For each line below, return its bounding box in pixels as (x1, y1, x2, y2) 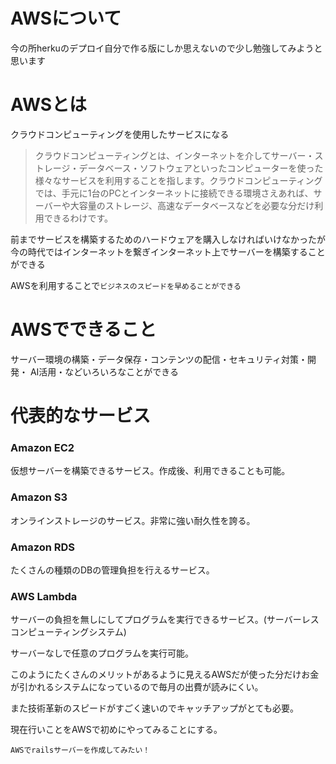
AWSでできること (10, 319, 157, 341)
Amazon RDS (10, 540, 76, 554)
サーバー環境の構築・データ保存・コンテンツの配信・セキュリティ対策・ (10, 353, 308, 365)
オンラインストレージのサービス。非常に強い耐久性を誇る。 (10, 514, 256, 526)
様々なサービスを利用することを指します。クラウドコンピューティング (34, 174, 323, 186)
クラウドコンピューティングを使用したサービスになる (10, 128, 230, 140)
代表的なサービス (10, 405, 152, 427)
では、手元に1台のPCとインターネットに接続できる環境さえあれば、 (34, 187, 314, 199)
